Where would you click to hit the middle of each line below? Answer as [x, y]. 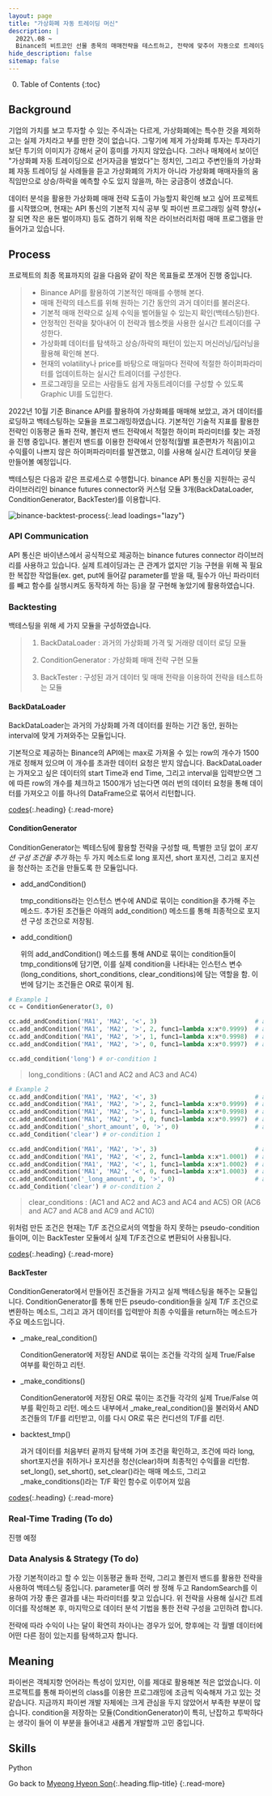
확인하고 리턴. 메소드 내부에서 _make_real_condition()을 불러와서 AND [147, 1408]
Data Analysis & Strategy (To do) [74, 1559]
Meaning [31, 1662]
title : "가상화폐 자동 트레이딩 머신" [64, 24]
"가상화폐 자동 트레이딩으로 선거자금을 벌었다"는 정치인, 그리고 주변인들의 [124, 161]
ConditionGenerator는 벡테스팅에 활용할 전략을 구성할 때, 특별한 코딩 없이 [125, 847]
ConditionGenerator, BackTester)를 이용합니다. [85, 499]
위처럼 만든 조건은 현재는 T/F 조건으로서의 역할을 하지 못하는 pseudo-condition [134, 1228]
